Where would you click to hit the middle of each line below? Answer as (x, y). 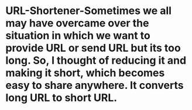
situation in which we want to (78, 36)
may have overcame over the (77, 23)
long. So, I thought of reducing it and (96, 61)
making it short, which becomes (85, 73)
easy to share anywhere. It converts (95, 85)
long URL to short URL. (61, 98)
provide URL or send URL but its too (93, 48)
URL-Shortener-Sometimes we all (89, 11)
